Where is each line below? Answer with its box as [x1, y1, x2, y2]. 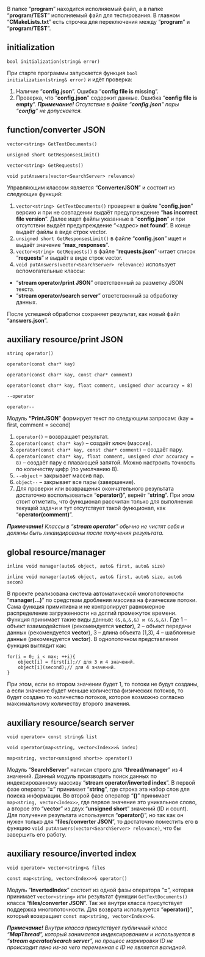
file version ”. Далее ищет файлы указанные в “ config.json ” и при [15, 215, 185, 222]
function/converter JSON [7, 125, 106, 135]
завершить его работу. [7, 831, 67, 838]
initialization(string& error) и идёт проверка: [7, 76, 133, 83]
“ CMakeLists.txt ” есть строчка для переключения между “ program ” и [7, 18, 190, 25]
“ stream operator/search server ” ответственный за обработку [15, 291, 178, 299]
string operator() [7, 351, 54, 357]
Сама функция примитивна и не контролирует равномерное [7, 603, 165, 610]
